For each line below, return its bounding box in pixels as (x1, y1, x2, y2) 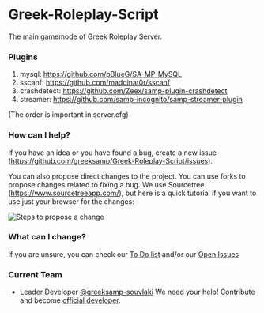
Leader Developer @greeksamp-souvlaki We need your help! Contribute (19, 287, 255, 297)
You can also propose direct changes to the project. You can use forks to (8, 172, 247, 181)
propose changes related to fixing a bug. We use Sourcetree (8, 179, 205, 189)
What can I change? (8, 232, 87, 243)
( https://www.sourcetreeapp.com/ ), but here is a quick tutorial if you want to (8, 188, 257, 198)
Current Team (8, 269, 63, 280)
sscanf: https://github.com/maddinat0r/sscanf (19, 77, 171, 88)
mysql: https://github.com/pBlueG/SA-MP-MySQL (19, 70, 183, 79)
